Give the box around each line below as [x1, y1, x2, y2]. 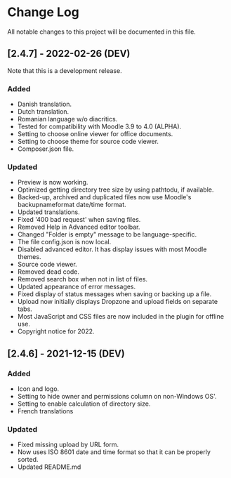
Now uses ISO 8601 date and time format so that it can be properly [17, 448, 211, 456]
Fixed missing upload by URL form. [17, 440, 119, 449]
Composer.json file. [17, 145, 74, 153]
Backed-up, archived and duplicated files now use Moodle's [17, 193, 192, 201]
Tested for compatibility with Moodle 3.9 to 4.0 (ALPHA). [17, 122, 182, 131]
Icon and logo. [17, 385, 60, 393]
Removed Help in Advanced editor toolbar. [17, 223, 140, 232]
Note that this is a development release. [7, 66, 122, 74]
